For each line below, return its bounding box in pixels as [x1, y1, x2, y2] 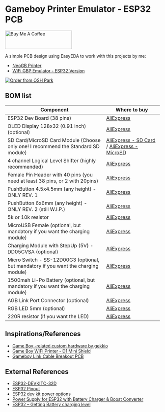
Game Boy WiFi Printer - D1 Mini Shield [12, 348, 91, 354]
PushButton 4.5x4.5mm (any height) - [7, 185, 97, 192]
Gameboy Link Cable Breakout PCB [12, 353, 84, 359]
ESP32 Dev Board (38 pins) [7, 114, 72, 121]
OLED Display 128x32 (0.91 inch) [7, 122, 86, 129]
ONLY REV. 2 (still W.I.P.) [7, 206, 65, 212]
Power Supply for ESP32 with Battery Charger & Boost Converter [12, 396, 144, 402]
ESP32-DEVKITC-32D [12, 380, 57, 386]
